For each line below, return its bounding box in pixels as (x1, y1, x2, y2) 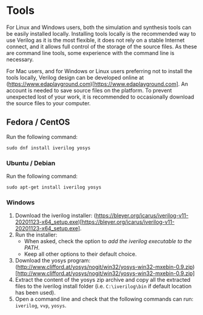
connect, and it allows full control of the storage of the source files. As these (6, 43, 198, 50)
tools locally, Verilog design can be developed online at (6, 74, 144, 81)
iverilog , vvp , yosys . (15, 302, 67, 309)
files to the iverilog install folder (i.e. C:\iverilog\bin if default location (15, 282, 192, 290)
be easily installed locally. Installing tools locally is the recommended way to (6, 30, 196, 37)
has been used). (15, 289, 56, 296)
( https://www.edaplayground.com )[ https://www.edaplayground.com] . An (6, 80, 188, 88)
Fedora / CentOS (6, 117, 70, 128)
